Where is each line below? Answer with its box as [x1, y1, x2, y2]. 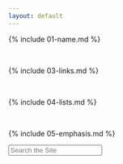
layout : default [8, 11, 63, 20]
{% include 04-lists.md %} [8, 97, 97, 106]
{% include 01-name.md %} [8, 34, 101, 44]
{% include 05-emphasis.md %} [8, 128, 116, 138]
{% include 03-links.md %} [8, 66, 100, 76]
